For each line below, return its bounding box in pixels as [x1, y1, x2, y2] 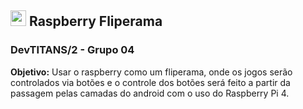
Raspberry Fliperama [28, 13, 163, 30]
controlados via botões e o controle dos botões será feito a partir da [10, 76, 291, 88]
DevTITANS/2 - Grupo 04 [10, 43, 135, 57]
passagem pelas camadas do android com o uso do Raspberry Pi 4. [10, 87, 290, 99]
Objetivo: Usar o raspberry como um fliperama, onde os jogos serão [10, 66, 293, 78]
